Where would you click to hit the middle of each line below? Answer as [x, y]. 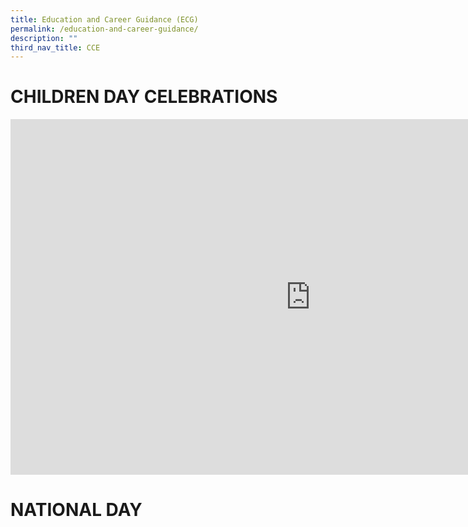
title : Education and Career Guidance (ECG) [104, 19]
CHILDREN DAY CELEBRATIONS [144, 97]
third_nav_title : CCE [55, 47]
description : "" [44, 38]
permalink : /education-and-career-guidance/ [104, 29]
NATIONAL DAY [76, 510]
